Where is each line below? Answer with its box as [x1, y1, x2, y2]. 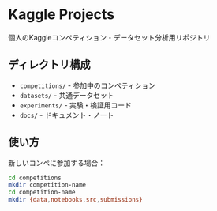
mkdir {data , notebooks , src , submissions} [8, 196, 144, 204]
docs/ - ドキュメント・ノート [19, 110, 114, 119]
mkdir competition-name [8, 181, 87, 189]
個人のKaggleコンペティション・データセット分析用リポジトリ [8, 32, 211, 42]
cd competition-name [8, 188, 77, 197]
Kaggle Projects [8, 6, 115, 24]
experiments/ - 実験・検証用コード [19, 100, 133, 110]
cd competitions [8, 174, 62, 182]
